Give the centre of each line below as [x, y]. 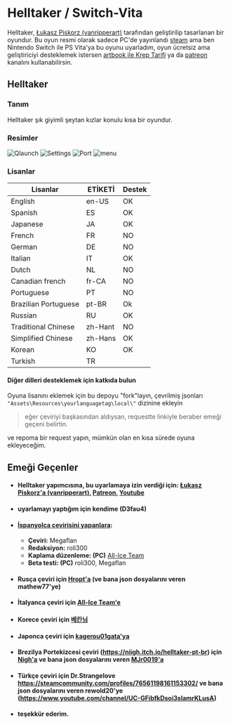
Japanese [27, 224]
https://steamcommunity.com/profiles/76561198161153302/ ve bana [120, 683]
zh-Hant [100, 327]
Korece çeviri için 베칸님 [53, 619]
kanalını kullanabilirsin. [40, 62]
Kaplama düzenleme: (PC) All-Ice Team [86, 556]
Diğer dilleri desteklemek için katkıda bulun [72, 380]
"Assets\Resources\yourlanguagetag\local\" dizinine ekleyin [95, 403]
